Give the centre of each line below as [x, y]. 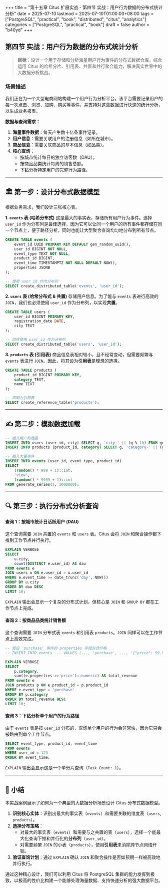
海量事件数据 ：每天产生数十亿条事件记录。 [56, 132]
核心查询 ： [23, 151]
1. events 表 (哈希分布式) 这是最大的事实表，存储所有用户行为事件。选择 [79, 217]
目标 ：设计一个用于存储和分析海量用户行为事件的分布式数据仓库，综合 [90, 60]
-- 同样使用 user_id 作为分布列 [35, 340]
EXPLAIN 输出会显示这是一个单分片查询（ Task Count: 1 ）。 [64, 768]
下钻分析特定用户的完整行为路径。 [55, 170]
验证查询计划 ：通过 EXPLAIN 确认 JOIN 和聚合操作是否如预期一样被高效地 [86, 857]
